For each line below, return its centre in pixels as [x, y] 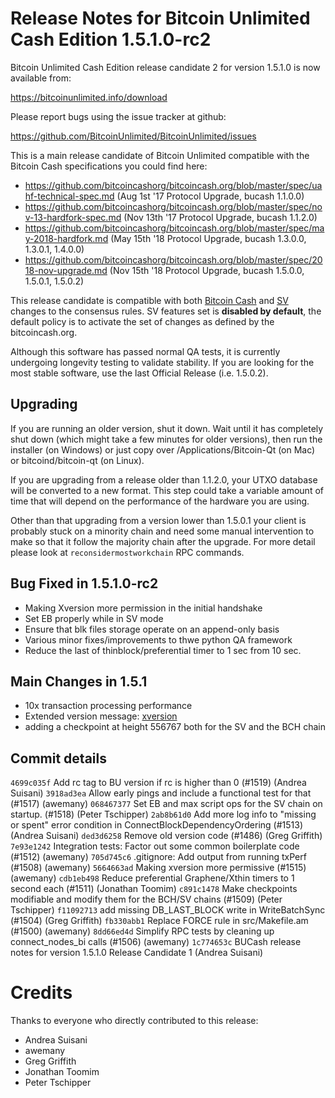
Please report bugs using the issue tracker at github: [118, 116]
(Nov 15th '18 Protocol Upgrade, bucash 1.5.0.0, [207, 270]
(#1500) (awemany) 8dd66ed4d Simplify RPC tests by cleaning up [142, 931]
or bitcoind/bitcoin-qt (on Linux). [77, 460]
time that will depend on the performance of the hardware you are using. [160, 501]
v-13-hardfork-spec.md [73, 217]
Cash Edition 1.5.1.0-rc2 [111, 39]
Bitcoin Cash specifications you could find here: [109, 166]
